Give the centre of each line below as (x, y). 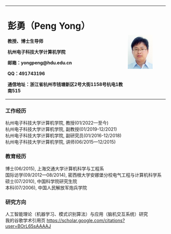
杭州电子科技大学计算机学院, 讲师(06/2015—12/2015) (61, 142)
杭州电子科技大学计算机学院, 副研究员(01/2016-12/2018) (63, 136)
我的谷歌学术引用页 (25, 221)
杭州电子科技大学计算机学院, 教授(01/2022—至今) (57, 123)
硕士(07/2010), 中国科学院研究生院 (41, 181)
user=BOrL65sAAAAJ (28, 226)
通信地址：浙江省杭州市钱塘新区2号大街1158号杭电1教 (65, 84)
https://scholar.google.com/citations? (86, 221)
